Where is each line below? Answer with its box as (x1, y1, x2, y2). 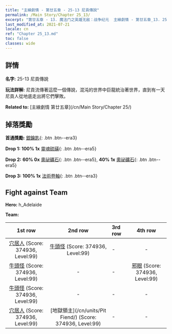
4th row (136, 227, 156, 234)
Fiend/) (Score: (60, 314, 96, 321)
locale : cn (5, 27, 29, 32)
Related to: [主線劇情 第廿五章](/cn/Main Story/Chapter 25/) (5, 103, 132, 110)
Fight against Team (5, 188, 68, 197)
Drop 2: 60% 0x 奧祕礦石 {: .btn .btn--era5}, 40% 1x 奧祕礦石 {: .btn (5, 157, 147, 163)
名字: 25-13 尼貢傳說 (5, 75, 49, 82)
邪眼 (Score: (132, 262, 161, 269)
